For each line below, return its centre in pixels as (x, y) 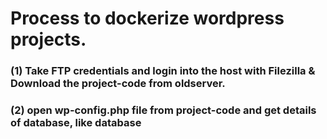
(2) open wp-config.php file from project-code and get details (163, 110)
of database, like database (76, 123)
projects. (48, 39)
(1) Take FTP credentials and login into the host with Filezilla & (163, 71)
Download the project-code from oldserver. (118, 84)
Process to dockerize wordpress (147, 18)
